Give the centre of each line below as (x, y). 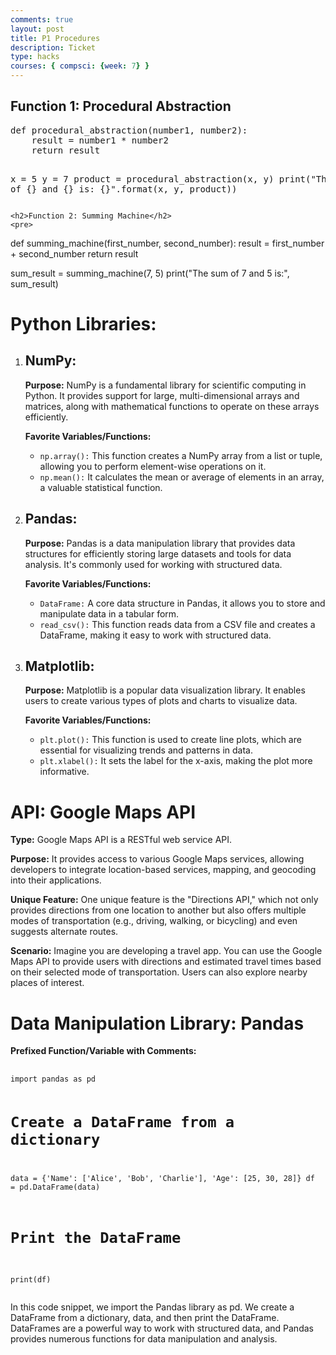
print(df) (31, 1279)
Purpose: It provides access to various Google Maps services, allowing (157, 859)
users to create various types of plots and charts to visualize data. (161, 701)
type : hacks (35, 57)
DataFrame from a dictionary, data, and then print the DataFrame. (145, 1317)
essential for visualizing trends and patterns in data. (146, 750)
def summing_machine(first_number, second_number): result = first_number (167, 243)
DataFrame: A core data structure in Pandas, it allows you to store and (182, 603)
